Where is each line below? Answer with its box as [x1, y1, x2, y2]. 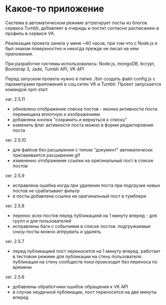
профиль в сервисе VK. [5, 30, 55, 36]
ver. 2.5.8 [5, 202, 25, 209]
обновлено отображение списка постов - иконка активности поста [12, 106, 157, 112]
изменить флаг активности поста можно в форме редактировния [12, 122, 153, 128]
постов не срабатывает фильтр [12, 187, 80, 194]
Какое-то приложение [5, 3, 105, 15]
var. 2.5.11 [5, 96, 25, 102]
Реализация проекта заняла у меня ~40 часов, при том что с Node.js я [5, 40, 157, 46]
